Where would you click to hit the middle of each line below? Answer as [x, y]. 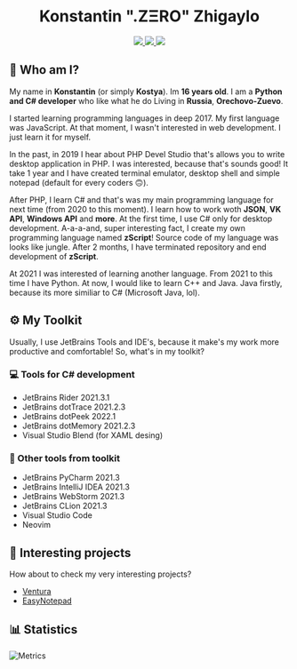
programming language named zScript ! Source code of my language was [144, 237]
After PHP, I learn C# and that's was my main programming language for [141, 199]
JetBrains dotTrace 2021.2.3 [74, 407]
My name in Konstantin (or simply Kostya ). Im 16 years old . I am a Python [146, 92]
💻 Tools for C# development [72, 375]
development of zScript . [54, 256]
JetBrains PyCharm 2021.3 [71, 478]
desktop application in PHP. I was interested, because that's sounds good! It [149, 163]
